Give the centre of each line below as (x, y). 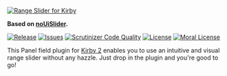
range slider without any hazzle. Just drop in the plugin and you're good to (113, 58)
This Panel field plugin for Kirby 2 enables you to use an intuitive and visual (113, 50)
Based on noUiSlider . (38, 24)
